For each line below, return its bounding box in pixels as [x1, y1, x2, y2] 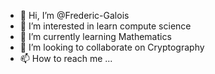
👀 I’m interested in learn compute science [19, 20, 192, 32]
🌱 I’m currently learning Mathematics [19, 31, 172, 42]
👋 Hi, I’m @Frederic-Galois [19, 10, 130, 21]
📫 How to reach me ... [19, 53, 113, 64]
